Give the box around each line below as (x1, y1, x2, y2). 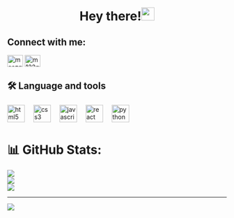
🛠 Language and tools (7, 80, 107, 92)
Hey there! (79, 8, 141, 24)
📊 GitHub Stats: (7, 142, 102, 157)
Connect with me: (7, 36, 86, 48)
